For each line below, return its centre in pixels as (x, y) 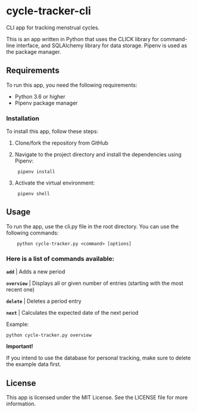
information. (21, 404)
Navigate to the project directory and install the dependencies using (98, 155)
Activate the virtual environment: (55, 183)
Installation (23, 118)
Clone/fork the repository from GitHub (62, 143)
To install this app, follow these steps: (52, 131)
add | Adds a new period (36, 272)
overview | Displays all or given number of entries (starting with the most (95, 283)
